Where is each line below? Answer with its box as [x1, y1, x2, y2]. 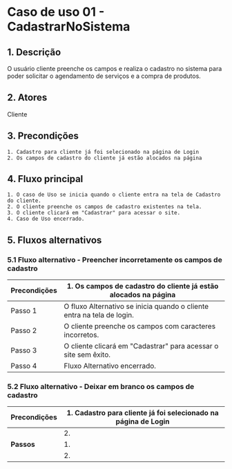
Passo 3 [10, 346, 37, 355]
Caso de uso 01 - [7, 4, 105, 20]
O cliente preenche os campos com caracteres [64, 321, 216, 331]
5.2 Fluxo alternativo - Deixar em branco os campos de [7, 382, 195, 392]
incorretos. [64, 330, 99, 340]
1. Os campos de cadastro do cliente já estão [66, 281, 219, 291]
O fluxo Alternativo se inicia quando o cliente [64, 301, 209, 311]
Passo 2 [10, 326, 37, 335]
